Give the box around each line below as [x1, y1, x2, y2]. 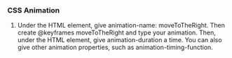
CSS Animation [7, 6, 60, 15]
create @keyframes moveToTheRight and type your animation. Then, [17, 28, 216, 37]
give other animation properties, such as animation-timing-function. [17, 43, 214, 52]
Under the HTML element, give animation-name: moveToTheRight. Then [17, 21, 226, 30]
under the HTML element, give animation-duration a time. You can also [17, 36, 222, 44]
